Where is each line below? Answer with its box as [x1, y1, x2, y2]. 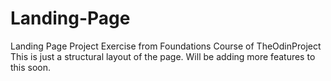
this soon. [10, 61, 52, 73]
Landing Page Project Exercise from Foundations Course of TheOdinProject [10, 40, 322, 52]
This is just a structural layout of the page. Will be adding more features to [10, 50, 316, 62]
